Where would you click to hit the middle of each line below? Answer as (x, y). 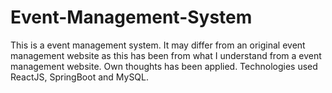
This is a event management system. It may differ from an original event (158, 45)
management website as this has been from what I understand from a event (166, 55)
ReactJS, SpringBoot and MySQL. (80, 77)
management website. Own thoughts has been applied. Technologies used (164, 66)
